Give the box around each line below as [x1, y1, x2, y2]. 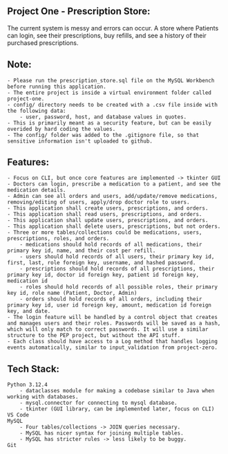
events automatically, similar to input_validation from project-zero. [7, 344, 218, 352]
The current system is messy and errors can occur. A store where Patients [7, 24, 219, 32]
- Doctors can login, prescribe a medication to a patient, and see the [7, 181, 221, 188]
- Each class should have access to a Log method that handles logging [7, 338, 218, 345]
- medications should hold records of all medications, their [19, 242, 202, 248]
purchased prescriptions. [7, 38, 79, 47]
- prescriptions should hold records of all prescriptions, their [19, 266, 215, 273]
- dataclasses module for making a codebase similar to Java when [19, 388, 215, 394]
